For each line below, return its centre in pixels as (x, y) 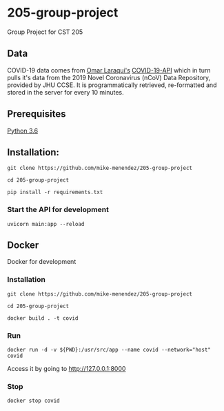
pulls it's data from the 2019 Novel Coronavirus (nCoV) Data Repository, (109, 77)
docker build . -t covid (43, 318)
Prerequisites (37, 114)
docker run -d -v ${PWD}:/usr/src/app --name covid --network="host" (109, 350)
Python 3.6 (23, 131)
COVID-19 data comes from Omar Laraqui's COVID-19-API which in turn (109, 70)
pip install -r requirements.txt (55, 192)
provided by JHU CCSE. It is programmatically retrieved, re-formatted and (112, 85)
